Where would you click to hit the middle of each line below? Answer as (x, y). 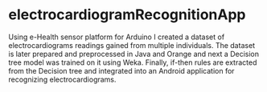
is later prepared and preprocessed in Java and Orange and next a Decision (134, 54)
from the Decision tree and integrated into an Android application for (121, 70)
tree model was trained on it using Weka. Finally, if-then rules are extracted (133, 62)
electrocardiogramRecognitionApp (127, 15)
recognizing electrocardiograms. (62, 79)
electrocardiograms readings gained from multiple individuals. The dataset (132, 45)
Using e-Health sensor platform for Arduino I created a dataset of (117, 37)
